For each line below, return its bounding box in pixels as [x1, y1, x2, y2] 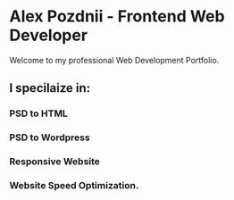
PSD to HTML [9, 107, 69, 120]
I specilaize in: [9, 80, 91, 96]
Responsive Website [9, 155, 101, 168]
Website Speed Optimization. [9, 179, 139, 192]
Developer [9, 25, 88, 46]
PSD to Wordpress [9, 131, 91, 144]
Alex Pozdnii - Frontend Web [9, 6, 225, 27]
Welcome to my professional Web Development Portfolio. [9, 54, 220, 65]
